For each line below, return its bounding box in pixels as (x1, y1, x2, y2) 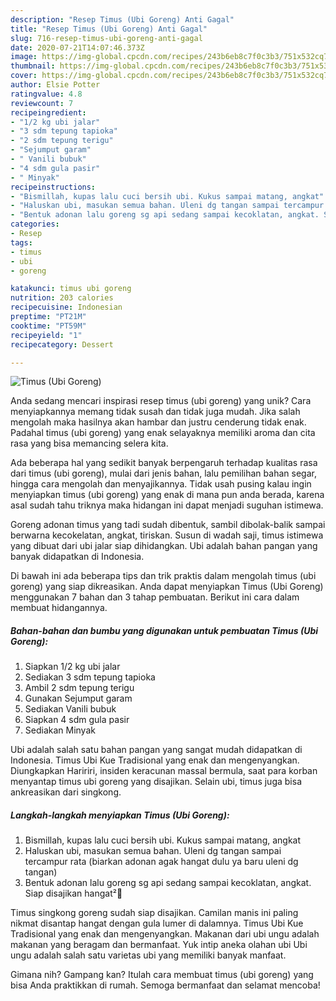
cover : (10, 71, 38, 81)
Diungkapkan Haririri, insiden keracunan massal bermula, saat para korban (10, 765, 318, 777)
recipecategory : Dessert (10, 339, 114, 350)
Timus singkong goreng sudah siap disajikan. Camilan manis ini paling (10, 907, 299, 919)
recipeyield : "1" (10, 330, 83, 340)
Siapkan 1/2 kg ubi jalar (24, 661, 121, 673)
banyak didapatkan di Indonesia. (10, 551, 145, 563)
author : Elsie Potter (10, 80, 101, 90)
